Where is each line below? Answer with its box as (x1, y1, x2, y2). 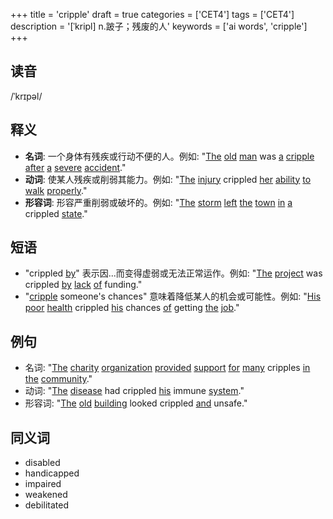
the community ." (24, 373, 93, 385)
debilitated (24, 499, 69, 511)
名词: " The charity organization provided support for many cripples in (24, 362, 311, 374)
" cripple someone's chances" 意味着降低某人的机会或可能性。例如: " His (24, 290, 322, 303)
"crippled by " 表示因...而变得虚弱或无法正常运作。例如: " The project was (24, 267, 323, 279)
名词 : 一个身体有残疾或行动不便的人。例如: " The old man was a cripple (24, 150, 315, 162)
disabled (24, 457, 61, 469)
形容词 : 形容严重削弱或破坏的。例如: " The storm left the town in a (24, 196, 293, 208)
